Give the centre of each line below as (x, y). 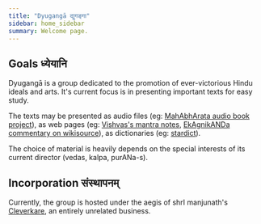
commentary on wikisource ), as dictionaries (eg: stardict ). (105, 133)
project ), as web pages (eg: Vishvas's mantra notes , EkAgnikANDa (119, 125)
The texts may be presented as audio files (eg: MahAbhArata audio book (129, 116)
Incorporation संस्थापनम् (64, 183)
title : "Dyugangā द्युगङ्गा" (49, 16)
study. (19, 100)
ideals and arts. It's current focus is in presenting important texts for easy (130, 92)
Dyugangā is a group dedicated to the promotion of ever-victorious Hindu (130, 83)
